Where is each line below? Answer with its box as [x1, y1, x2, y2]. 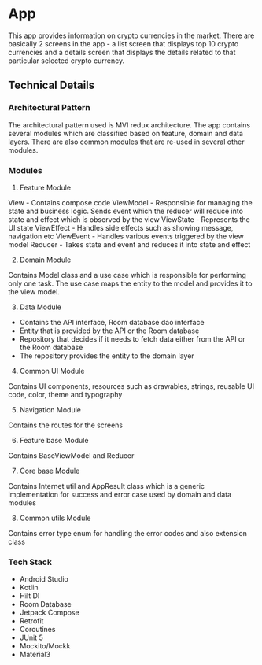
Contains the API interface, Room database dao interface [19, 317, 205, 327]
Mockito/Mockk [19, 641, 71, 651]
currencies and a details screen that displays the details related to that [8, 47, 236, 57]
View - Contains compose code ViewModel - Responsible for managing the [8, 198, 253, 207]
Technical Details [8, 79, 95, 92]
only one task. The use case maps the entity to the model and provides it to [8, 279, 253, 288]
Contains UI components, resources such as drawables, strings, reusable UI [8, 381, 254, 390]
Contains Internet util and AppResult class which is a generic [8, 481, 205, 490]
